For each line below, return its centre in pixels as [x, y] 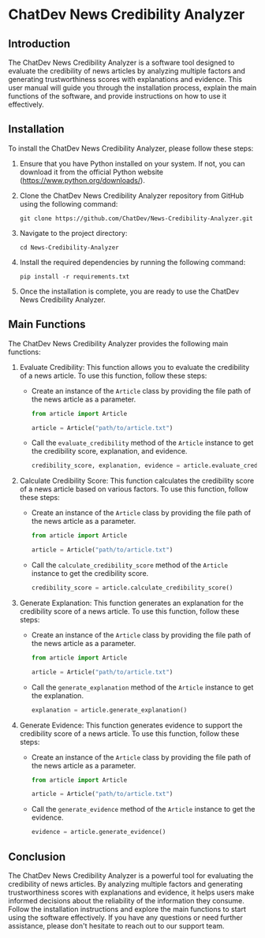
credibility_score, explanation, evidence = [106, 466]
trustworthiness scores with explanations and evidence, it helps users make [131, 892]
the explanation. [58, 695]
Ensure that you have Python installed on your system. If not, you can [132, 163]
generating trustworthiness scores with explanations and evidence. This [125, 79]
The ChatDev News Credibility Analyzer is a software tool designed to [121, 62]
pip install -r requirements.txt [75, 277]
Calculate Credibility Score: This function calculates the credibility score [137, 481]
